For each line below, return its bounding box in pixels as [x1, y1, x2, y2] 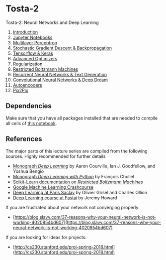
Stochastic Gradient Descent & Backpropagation [12, 45, 112, 51]
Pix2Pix [12, 87, 29, 93]
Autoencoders [12, 82, 42, 88]
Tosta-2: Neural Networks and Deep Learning [5, 19, 99, 25]
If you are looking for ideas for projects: [5, 234, 86, 240]
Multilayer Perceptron [12, 39, 58, 45]
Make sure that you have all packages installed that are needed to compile [5, 115, 158, 121]
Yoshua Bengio [12, 168, 44, 174]
